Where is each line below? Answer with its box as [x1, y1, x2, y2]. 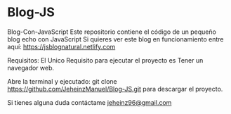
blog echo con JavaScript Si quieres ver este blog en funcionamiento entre [7, 34, 224, 43]
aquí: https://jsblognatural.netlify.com [7, 42, 116, 51]
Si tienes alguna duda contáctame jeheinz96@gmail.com [7, 98, 172, 106]
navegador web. [7, 63, 55, 72]
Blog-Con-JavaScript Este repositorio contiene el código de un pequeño [7, 27, 216, 36]
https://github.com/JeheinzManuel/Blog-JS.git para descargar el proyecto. [7, 84, 223, 93]
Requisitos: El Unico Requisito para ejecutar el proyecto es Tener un [7, 56, 204, 64]
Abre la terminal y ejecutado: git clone [7, 77, 117, 85]
